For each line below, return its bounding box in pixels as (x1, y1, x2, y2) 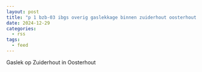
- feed (12, 43, 29, 49)
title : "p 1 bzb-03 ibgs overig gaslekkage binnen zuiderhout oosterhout (6, 14, 197, 20)
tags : (6, 37, 20, 43)
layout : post (6, 8, 39, 15)
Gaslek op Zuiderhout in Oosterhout (6, 58, 96, 66)
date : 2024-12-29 (6, 20, 50, 26)
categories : (6, 25, 36, 32)
